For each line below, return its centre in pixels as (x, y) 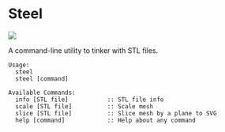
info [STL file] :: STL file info (90, 100)
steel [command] (42, 79)
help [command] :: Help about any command (105, 120)
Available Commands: (42, 92)
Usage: (19, 65)
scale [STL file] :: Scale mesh (84, 106)
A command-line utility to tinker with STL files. (83, 50)
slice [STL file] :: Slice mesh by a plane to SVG (116, 113)
